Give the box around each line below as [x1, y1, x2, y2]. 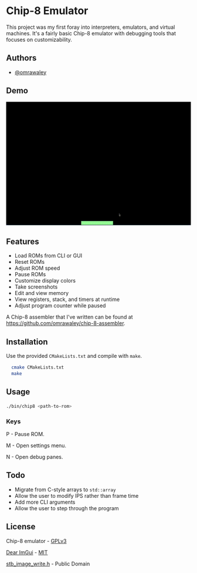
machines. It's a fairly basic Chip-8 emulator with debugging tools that [6, 29, 176, 36]
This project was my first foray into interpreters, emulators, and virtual [6, 24, 175, 31]
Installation [6, 337, 48, 347]
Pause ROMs [14, 271, 46, 278]
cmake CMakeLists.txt [11, 364, 64, 371]
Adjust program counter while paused [14, 302, 106, 309]
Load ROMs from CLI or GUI [14, 252, 83, 259]
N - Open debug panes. [6, 453, 63, 460]
